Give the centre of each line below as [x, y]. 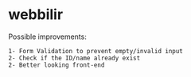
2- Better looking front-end [57, 65]
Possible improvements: [48, 37]
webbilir [36, 15]
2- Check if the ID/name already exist [74, 58]
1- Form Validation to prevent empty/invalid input [95, 51]
